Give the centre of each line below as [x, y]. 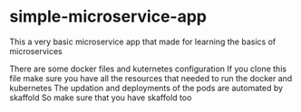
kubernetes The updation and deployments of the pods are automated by [146, 88]
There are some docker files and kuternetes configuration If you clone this [148, 69]
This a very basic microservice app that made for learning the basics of [143, 42]
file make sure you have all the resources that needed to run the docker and [151, 78]
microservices [36, 51]
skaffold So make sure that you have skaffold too [101, 98]
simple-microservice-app [108, 17]
